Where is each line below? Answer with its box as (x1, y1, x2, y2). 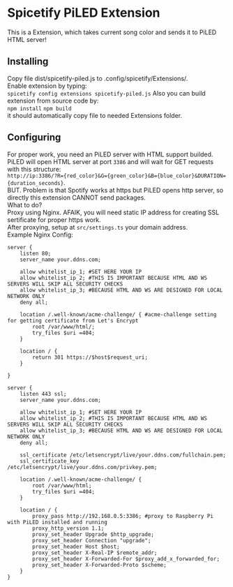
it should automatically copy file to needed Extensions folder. (7, 111, 183, 119)
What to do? (7, 200, 43, 209)
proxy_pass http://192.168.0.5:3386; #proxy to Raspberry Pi (32, 512, 214, 519)
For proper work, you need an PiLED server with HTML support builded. (7, 150, 213, 158)
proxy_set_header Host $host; (32, 543, 120, 550)
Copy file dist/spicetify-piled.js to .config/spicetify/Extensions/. (7, 74, 188, 82)
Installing (7, 56, 49, 68)
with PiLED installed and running (7, 519, 108, 526)
